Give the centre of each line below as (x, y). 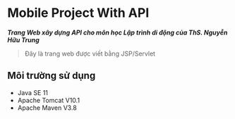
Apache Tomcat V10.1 (48, 100)
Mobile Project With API (78, 13)
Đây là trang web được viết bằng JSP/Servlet (90, 54)
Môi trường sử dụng (52, 76)
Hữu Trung (24, 39)
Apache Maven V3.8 (47, 108)
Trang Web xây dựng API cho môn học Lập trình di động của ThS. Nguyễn (117, 32)
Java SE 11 (32, 92)
